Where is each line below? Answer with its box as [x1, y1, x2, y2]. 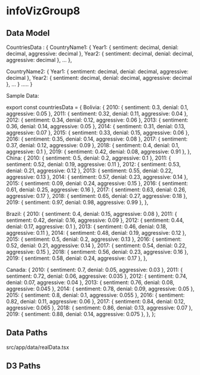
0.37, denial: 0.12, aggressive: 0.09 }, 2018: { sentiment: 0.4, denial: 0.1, [6, 142, 180, 148]
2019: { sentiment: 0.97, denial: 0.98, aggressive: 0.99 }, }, [6, 199, 149, 206]
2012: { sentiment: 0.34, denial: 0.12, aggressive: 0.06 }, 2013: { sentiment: [6, 116, 189, 123]
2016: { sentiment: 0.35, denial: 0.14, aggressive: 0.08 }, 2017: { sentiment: [6, 135, 188, 142]
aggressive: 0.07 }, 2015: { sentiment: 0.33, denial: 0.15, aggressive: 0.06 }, [6, 129, 190, 136]
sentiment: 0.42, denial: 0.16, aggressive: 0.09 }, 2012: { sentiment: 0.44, [6, 216, 184, 224]
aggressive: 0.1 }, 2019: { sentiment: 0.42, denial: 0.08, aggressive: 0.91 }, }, [6, 148, 192, 155]
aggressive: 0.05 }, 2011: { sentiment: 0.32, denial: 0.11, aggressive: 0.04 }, [6, 110, 188, 117]
